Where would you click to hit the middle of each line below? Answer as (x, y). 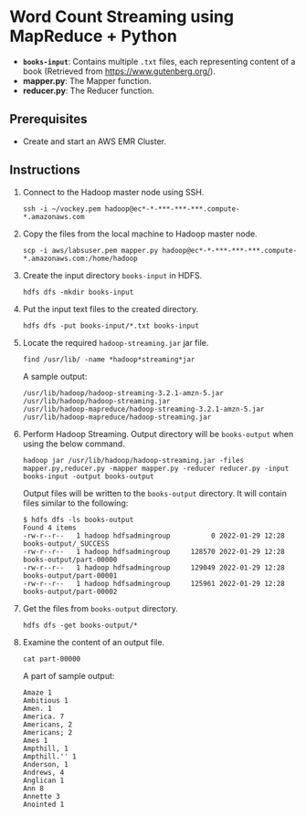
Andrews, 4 (43, 772)
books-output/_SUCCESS (66, 544)
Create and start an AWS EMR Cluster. (95, 141)
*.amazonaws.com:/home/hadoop (80, 258)
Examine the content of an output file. (94, 642)
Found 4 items (49, 528)
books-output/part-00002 (70, 591)
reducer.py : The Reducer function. (89, 90)
